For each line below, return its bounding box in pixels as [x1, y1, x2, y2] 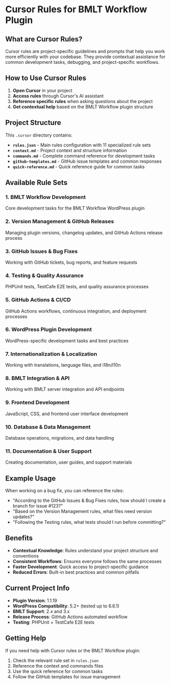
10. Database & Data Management [5, 423, 91, 430]
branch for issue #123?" [12, 503, 63, 509]
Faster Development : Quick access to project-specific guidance [12, 564, 149, 570]
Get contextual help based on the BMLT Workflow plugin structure [12, 104, 153, 110]
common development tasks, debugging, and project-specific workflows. [5, 59, 160, 65]
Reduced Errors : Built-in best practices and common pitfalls [12, 569, 139, 575]
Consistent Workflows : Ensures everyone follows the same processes [12, 558, 162, 564]
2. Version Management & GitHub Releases [5, 218, 114, 225]
